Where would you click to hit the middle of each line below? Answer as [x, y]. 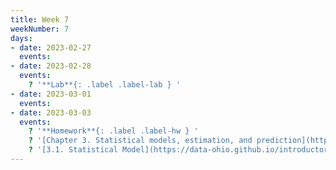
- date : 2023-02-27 [51, 47]
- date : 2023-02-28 [51, 66]
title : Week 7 [40, 19]
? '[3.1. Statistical [73, 150]
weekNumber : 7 [40, 29]
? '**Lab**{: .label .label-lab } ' [105, 85]
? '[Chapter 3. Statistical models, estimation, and [140, 141]
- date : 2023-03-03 [51, 112]
